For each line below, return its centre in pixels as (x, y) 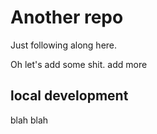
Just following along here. (64, 45)
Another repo (67, 17)
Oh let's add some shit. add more (79, 64)
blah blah (29, 120)
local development (69, 96)
